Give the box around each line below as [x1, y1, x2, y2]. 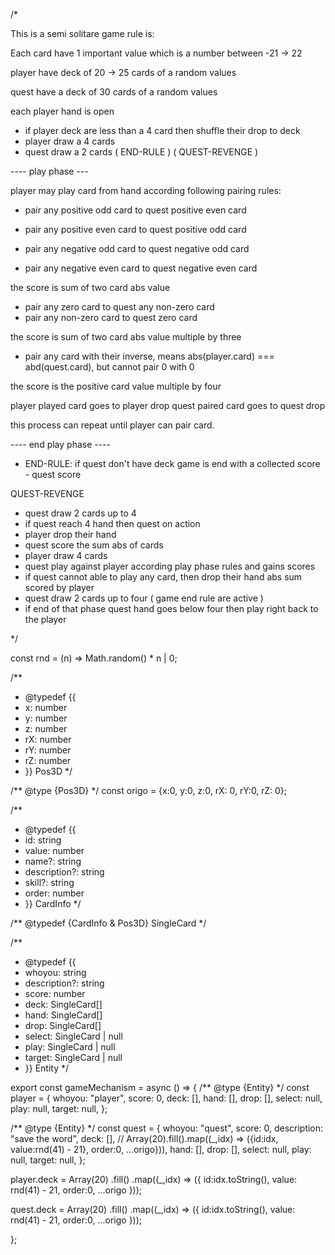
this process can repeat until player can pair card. [10, 419, 215, 431]
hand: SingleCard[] [24, 1009, 103, 1021]
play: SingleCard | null [24, 1041, 116, 1053]
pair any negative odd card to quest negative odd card [24, 243, 250, 254]
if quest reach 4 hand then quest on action [24, 518, 201, 529]
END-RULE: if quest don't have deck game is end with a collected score [24, 458, 321, 469]
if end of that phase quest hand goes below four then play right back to [24, 603, 319, 614]
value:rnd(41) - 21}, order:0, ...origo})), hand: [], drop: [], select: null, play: [10, 1144, 312, 1155]
